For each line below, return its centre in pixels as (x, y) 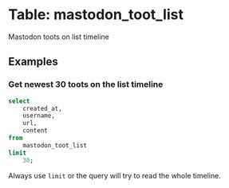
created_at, (42, 108)
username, (39, 116)
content (35, 131)
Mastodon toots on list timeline (59, 37)
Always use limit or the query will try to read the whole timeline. (114, 175)
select (19, 101)
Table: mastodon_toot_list (96, 15)
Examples (33, 62)
